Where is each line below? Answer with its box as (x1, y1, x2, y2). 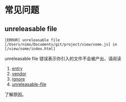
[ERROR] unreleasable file (4, 38, 60, 43)
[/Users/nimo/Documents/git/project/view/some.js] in (4, 42, 118, 47)
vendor (11, 71, 27, 77)
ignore (11, 76, 25, 82)
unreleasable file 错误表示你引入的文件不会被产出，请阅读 (4, 55, 122, 61)
